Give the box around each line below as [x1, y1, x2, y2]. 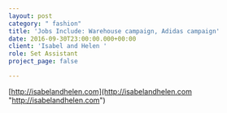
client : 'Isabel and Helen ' [8, 42, 107, 50]
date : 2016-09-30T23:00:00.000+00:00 [8, 34, 137, 43]
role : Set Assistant [8, 50, 79, 58]
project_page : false [8, 58, 79, 66]
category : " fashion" [8, 20, 82, 28]
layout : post [8, 11, 53, 20]
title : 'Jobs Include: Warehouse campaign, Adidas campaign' [8, 27, 220, 35]
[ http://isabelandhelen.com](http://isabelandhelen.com [8, 86, 193, 96]
